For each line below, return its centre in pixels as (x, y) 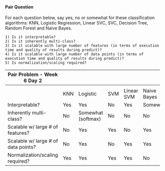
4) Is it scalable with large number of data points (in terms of (74, 54)
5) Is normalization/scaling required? (46, 63)
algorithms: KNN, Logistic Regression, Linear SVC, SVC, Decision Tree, (77, 23)
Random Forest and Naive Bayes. (39, 28)
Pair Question (19, 7)
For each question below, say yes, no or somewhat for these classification (80, 18)
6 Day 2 (33, 81)
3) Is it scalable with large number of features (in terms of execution (82, 46)
